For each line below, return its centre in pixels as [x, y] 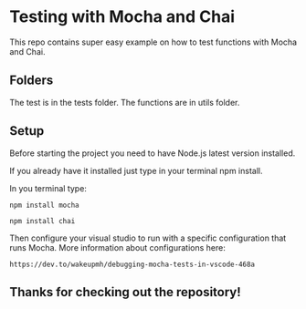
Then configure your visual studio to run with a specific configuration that [148, 238]
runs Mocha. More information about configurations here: [117, 247]
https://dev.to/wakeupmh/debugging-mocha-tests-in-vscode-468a [132, 264]
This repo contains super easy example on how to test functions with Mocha [153, 42]
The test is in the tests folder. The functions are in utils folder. [125, 102]
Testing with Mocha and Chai [122, 17]
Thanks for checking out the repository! [126, 292]
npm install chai [42, 221]
